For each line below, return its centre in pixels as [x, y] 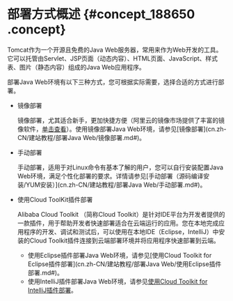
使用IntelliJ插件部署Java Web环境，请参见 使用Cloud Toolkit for [118, 281]
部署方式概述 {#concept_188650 [101, 14]
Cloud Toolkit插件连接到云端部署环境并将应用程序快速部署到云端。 [125, 240]
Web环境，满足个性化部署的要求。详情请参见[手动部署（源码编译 [110, 176]
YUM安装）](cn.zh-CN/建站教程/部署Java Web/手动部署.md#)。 [116, 185]
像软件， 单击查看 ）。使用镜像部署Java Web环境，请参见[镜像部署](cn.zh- [122, 129]
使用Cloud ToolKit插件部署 [55, 199]
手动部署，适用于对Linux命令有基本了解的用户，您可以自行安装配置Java [120, 167]
